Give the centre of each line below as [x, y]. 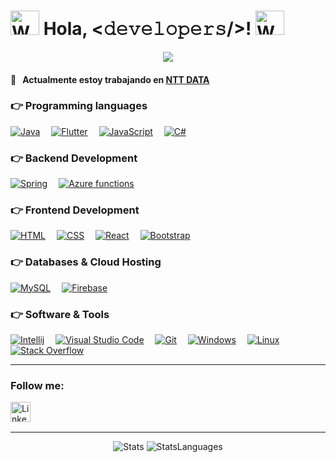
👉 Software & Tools [60, 314]
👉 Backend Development [74, 158]
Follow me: [37, 385]
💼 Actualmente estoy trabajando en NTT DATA [110, 79]
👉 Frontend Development [75, 210]
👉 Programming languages [79, 106]
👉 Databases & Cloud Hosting [86, 262]
